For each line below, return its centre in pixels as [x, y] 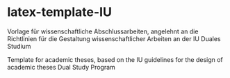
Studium [19, 46]
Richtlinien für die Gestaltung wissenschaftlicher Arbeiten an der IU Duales [114, 38]
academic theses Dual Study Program [61, 67]
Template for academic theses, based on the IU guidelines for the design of [115, 59]
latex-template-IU [60, 12]
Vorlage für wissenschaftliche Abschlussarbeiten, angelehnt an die [103, 31]
